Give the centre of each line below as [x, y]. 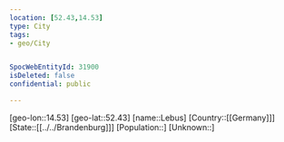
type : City [30, 26]
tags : [20, 34]
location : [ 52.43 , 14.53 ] [56, 18]
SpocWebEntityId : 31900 [54, 67]
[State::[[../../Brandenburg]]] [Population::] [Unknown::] [112, 127]
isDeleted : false [42, 76]
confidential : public [50, 84]
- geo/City [30, 43]
